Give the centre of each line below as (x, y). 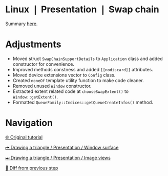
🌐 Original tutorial (24, 137)
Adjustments (33, 44)
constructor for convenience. (43, 64)
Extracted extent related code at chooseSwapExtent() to (71, 91)
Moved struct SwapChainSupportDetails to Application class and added (88, 58)
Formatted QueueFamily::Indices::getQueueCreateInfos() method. (83, 102)
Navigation (29, 123)
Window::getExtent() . (35, 96)
